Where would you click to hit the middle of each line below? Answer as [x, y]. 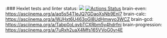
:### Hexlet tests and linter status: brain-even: [76, 8]
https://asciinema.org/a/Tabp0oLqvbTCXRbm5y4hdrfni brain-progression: [84, 25]
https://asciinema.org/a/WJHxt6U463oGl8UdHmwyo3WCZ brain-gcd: [79, 19]
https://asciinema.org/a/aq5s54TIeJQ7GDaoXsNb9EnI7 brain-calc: [76, 14]
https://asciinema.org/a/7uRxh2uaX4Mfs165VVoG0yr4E [64, 30]
